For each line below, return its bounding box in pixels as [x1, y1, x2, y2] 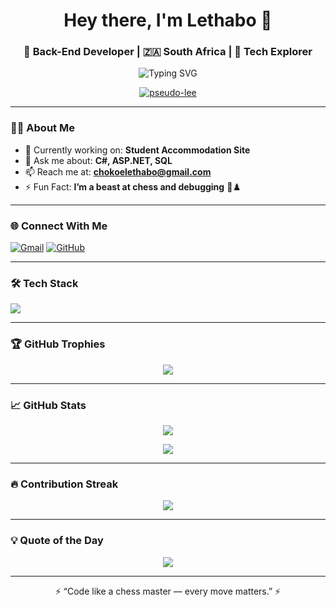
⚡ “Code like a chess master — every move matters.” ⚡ [54, 585, 282, 597]
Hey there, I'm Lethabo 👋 [63, 9, 273, 32]
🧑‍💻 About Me [10, 121, 75, 135]
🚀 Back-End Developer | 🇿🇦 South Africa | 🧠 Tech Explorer [23, 45, 313, 59]
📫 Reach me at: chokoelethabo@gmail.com [24, 165, 212, 178]
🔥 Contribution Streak [10, 477, 119, 491]
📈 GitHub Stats [10, 398, 87, 412]
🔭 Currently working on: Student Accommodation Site [24, 144, 251, 156]
